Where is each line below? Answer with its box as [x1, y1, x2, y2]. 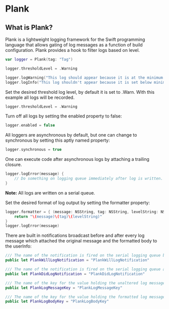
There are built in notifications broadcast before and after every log [5, 232, 145, 238]
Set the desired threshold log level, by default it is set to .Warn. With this [5, 89, 155, 95]
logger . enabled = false [5, 123, 55, 128]
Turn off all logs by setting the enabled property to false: [5, 113, 122, 119]
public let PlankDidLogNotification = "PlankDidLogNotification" [5, 271, 145, 276]
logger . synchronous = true [5, 147, 62, 152]
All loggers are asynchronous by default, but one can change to [5, 132, 137, 138]
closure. [5, 162, 22, 168]
